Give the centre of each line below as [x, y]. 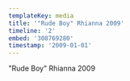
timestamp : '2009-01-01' [50, 46]
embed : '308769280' [41, 38]
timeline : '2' [32, 30]
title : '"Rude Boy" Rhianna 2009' [67, 23]
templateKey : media [41, 16]
